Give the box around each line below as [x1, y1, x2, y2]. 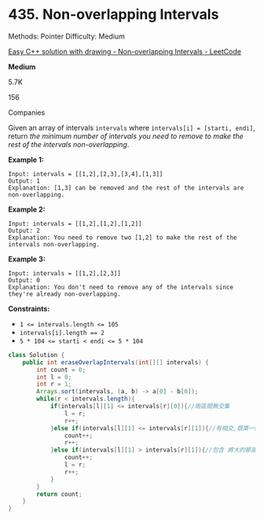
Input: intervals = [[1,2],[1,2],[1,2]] [8, 219, 143, 227]
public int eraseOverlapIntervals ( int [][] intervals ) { [22, 358, 210, 367]
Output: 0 [8, 276, 41, 284]
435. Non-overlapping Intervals [8, 6, 219, 24]
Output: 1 [8, 177, 41, 185]
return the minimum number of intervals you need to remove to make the [8, 131, 244, 141]
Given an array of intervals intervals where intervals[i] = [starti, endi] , [8, 123, 255, 132]
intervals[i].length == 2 [19, 329, 104, 337]
